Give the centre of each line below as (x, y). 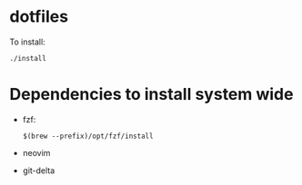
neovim (36, 152)
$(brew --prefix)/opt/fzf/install (88, 136)
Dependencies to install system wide (151, 95)
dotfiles (39, 17)
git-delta (39, 170)
